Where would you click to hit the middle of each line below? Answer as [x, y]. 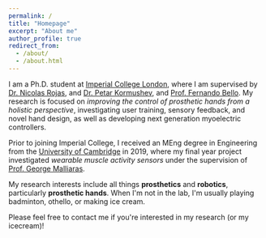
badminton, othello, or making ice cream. [77, 201]
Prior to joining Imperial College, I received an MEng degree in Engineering [133, 142]
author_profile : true [45, 38]
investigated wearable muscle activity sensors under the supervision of [128, 159]
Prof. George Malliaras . [47, 168]
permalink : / [30, 16]
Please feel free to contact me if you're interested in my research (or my [129, 217]
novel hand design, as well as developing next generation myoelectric [125, 118]
